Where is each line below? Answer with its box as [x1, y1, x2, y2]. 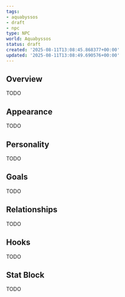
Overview [6, 74, 43, 84]
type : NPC [6, 31, 31, 36]
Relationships [6, 205, 58, 215]
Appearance [6, 106, 53, 116]
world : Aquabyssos [6, 36, 51, 42]
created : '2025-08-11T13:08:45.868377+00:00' [6, 47, 120, 53]
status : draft [6, 42, 41, 48]
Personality [6, 139, 50, 149]
